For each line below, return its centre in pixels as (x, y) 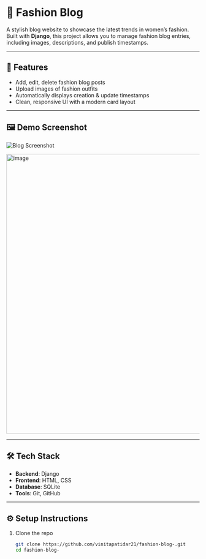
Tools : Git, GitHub (38, 493)
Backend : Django (37, 474)
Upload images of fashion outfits (56, 89)
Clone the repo (34, 533)
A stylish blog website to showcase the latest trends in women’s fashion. (98, 29)
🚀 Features (27, 68)
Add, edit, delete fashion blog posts (60, 82)
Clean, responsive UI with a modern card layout (75, 102)
